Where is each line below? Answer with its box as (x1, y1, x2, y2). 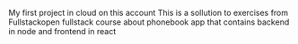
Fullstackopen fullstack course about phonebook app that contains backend (8, 17, 290, 27)
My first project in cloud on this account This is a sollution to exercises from (8, 8, 289, 18)
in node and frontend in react (8, 26, 117, 36)
